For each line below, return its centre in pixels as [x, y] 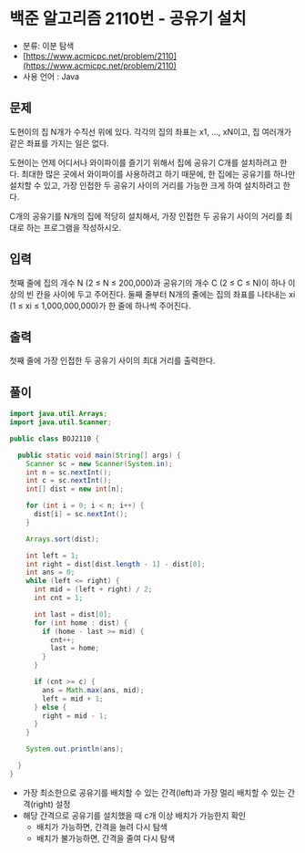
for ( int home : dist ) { [81, 623]
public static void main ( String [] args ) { [99, 455]
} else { [50, 707]
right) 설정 [52, 804]
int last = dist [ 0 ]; [72, 614]
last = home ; [75, 649]
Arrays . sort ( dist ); [63, 539]
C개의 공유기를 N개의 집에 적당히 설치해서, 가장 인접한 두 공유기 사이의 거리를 [147, 216]
